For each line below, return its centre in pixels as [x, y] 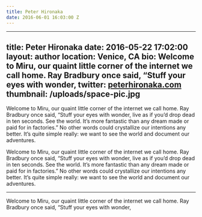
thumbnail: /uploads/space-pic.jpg [73, 94]
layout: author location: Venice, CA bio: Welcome [100, 57]
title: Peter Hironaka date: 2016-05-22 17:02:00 [97, 47]
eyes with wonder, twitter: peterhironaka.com [94, 85]
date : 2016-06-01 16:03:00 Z [43, 17]
